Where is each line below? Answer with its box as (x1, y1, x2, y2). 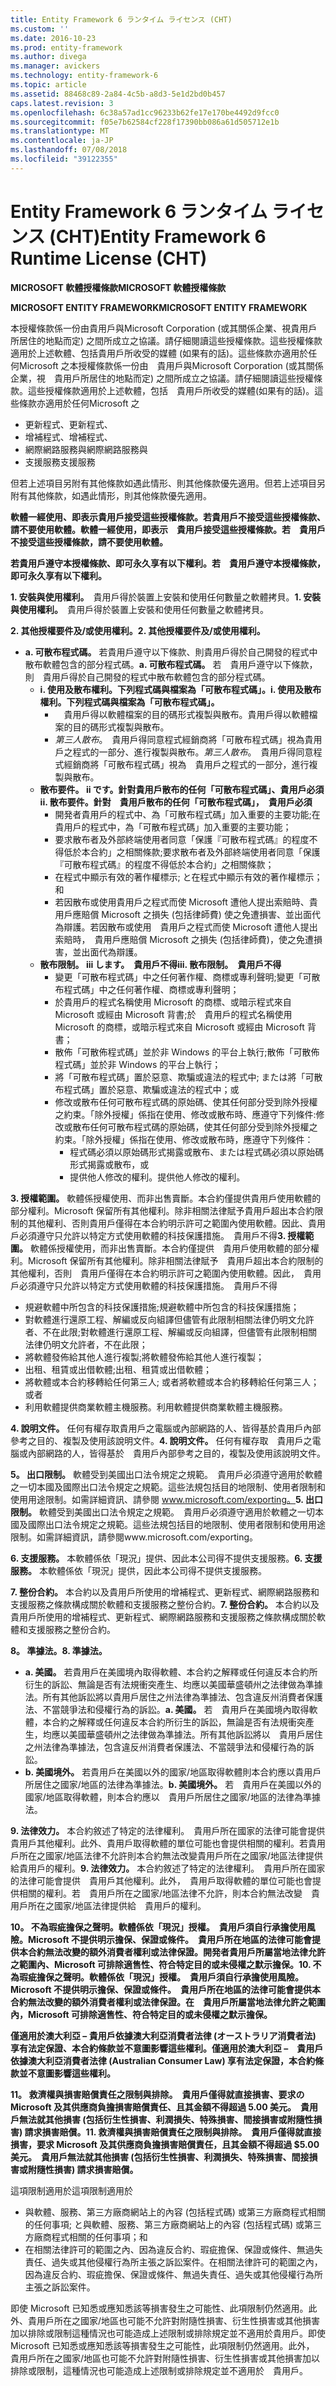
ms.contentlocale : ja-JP (10, 136, 114, 146)
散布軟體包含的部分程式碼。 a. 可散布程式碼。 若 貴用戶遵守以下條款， (24, 658, 318, 670)
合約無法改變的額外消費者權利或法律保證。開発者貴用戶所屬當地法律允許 (27, 1946, 326, 1958)
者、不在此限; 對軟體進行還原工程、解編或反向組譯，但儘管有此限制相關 (24, 1326, 318, 1338)
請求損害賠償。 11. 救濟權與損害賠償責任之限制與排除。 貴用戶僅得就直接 (24, 2126, 322, 2138)
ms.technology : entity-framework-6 (10, 71, 159, 81)
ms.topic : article (10, 80, 87, 90)
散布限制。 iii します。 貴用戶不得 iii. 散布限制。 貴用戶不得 (39, 958, 282, 970)
